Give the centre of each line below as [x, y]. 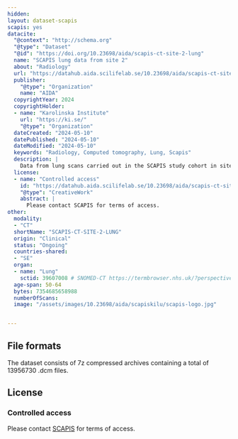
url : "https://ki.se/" [53, 119]
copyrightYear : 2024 [44, 100]
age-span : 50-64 [38, 285]
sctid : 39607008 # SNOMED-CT [63, 278]
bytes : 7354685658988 [46, 291]
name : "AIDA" [39, 93]
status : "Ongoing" [41, 245]
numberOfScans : [36, 298]
